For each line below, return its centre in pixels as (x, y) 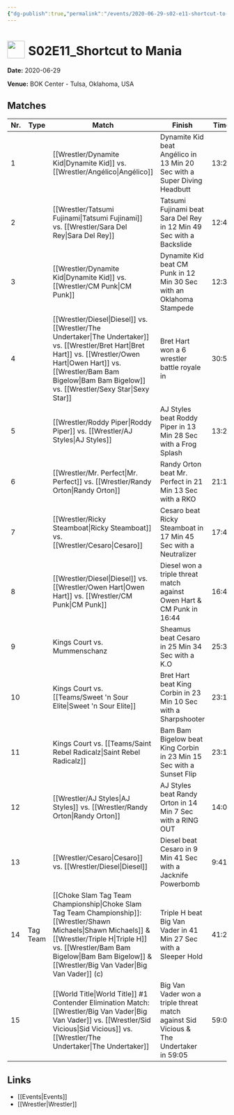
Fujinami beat (182, 209)
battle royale (180, 367)
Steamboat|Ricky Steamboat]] (102, 528)
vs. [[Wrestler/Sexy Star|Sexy (101, 390)
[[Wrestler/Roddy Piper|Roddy (102, 422)
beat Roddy (179, 418)
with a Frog (178, 444)
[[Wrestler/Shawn (81, 922)
